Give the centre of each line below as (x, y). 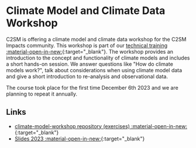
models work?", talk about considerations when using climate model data (94, 70)
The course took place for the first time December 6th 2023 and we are (92, 87)
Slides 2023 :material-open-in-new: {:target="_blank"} (80, 139)
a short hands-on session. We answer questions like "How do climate (90, 64)
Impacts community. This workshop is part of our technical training (87, 45)
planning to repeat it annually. (42, 94)
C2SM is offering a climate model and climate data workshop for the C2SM (96, 39)
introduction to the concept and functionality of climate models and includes (98, 58)
